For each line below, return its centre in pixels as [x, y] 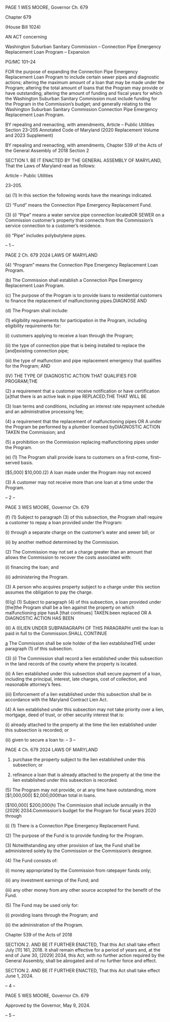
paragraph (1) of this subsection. [39, 649]
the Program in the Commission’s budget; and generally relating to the [78, 104]
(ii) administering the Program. [37, 577]
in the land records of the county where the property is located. [71, 664]
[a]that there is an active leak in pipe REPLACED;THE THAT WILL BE [76, 396]
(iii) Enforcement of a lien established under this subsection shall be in [78, 694]
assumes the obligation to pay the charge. [49, 592]
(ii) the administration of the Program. [44, 925]
